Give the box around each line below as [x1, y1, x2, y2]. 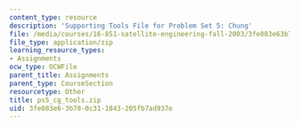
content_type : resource [9, 12, 98, 22]
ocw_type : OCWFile [9, 63, 77, 72]
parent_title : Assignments [9, 71, 109, 80]
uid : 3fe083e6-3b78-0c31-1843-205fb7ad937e [9, 104, 174, 113]
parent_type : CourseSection [9, 79, 114, 88]
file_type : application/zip [9, 37, 114, 47]
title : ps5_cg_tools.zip [9, 95, 101, 105]
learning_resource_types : [9, 46, 105, 55]
